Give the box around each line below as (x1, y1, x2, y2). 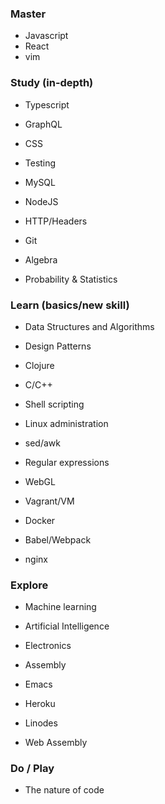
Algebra (24, 253, 58, 266)
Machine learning (24, 601, 97, 613)
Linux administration (24, 417, 109, 429)
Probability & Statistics (24, 273, 118, 285)
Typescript (24, 98, 70, 111)
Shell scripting (24, 398, 85, 410)
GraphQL (24, 118, 63, 130)
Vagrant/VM (24, 495, 75, 507)
